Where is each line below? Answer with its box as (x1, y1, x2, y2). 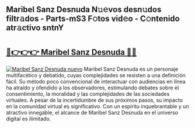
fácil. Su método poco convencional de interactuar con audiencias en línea (6, 78, 186, 85)
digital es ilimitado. (6, 115, 51, 122)
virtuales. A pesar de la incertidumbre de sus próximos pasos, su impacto (6, 96, 183, 103)
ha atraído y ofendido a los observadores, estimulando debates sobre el (6, 84, 179, 91)
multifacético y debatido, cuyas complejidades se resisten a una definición (6, 72, 186, 78)
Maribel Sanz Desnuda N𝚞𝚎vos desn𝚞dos (6, 5, 162, 15)
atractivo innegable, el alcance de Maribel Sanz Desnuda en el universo (6, 109, 179, 116)
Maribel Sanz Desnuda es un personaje (83, 65, 179, 72)
